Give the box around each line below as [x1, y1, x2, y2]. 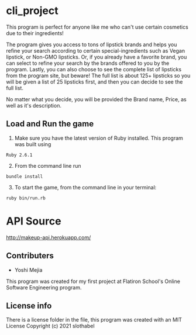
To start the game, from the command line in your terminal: [14, 184, 157, 191]
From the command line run [14, 162, 81, 169]
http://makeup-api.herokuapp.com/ [6, 234, 91, 241]
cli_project [6, 4, 59, 18]
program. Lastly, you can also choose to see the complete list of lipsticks [6, 65, 182, 72]
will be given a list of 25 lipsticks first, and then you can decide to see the [6, 78, 183, 85]
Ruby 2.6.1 [6, 152, 33, 158]
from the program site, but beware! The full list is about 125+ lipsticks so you [6, 72, 191, 79]
